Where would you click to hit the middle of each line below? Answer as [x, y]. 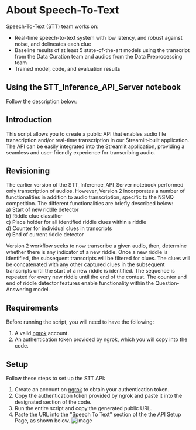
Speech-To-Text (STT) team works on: [52, 26]
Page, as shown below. [42, 421]
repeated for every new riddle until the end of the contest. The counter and [97, 277]
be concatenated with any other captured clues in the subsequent [85, 264]
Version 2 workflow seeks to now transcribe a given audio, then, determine [97, 246]
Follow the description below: [42, 101]
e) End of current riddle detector [45, 235]
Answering [19, 290]
